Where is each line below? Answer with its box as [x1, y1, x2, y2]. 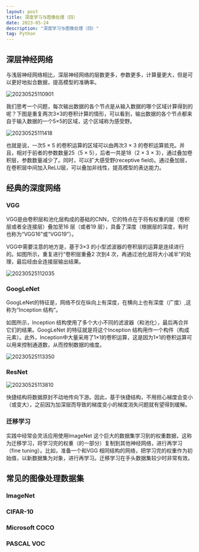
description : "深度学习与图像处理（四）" [6, 25, 99, 31]
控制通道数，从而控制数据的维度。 [21, 341, 105, 348]
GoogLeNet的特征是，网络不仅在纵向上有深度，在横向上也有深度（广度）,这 [6, 298, 191, 306]
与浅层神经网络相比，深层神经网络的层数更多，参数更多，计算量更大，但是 [6, 71, 188, 78]
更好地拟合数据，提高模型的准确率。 [11, 78, 99, 86]
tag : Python [6, 31, 36, 37]
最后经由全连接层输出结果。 [16, 258, 84, 265]
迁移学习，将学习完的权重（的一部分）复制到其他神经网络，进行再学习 [11, 439, 182, 446]
